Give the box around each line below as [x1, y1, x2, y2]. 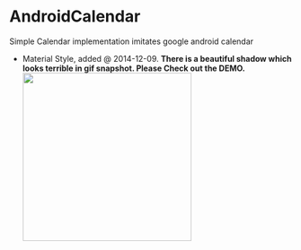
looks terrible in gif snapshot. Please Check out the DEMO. [22, 63, 245, 73]
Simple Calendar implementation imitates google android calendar [9, 36, 254, 47]
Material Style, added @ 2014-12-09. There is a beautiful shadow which [22, 53, 292, 64]
